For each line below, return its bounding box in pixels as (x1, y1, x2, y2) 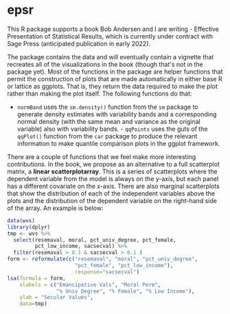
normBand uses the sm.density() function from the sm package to (16, 103, 198, 111)
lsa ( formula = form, (7, 275, 67, 282)
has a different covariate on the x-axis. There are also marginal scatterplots (7, 182, 220, 190)
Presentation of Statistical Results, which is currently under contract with (7, 32, 213, 40)
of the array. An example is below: (7, 204, 104, 212)
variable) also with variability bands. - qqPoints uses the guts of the (16, 125, 208, 133)
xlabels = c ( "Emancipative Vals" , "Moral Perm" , (19, 281, 161, 288)
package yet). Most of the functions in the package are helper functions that (7, 67, 223, 76)
